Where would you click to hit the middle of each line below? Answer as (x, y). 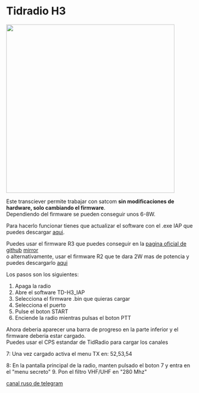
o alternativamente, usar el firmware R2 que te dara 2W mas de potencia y (98, 256)
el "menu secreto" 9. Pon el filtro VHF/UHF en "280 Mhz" (77, 371)
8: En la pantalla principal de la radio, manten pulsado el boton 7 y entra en (98, 365)
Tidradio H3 (36, 11)
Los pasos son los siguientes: (42, 274)
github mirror (22, 250)
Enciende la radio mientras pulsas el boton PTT (73, 318)
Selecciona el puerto (40, 305)
